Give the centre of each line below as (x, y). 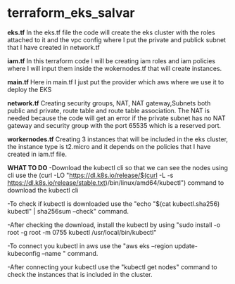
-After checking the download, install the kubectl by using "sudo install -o (114, 225)
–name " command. (70, 253)
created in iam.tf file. (37, 154)
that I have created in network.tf (53, 47)
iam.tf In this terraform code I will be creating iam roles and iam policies (112, 60)
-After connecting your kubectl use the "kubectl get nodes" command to (112, 267)
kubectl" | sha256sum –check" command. (68, 211)
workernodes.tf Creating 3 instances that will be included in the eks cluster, (118, 139)
